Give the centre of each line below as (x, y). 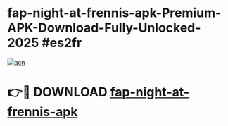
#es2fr (62, 43)
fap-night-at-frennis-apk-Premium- (114, 13)
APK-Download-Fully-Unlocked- (104, 28)
